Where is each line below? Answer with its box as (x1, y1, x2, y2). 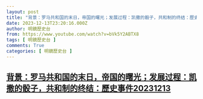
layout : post (6, 8, 39, 15)
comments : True (6, 43, 45, 49)
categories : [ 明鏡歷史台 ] (6, 48, 72, 54)
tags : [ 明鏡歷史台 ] (6, 37, 56, 43)
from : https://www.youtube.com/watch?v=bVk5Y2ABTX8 (6, 31, 139, 37)
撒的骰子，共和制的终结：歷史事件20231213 (6, 83, 171, 94)
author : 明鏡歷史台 (6, 25, 51, 32)
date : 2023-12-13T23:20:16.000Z (6, 20, 88, 26)
